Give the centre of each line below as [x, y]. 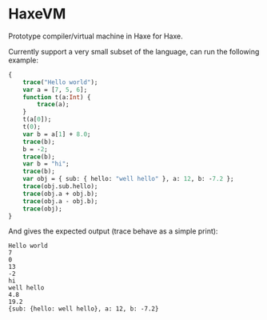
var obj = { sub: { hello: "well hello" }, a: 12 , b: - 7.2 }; [128, 179]
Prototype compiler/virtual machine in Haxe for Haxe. [96, 36]
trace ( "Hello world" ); [60, 82]
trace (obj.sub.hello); [60, 186]
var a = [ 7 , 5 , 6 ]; [55, 90]
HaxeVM [37, 14]
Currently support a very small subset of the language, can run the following [134, 51]
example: [23, 60]
